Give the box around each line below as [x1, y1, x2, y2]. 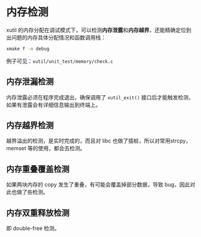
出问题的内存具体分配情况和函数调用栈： [6, 34, 106, 41]
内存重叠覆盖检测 [6, 164, 70, 174]
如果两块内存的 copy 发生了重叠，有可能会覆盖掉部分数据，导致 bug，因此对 [6, 181, 196, 189]
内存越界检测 [6, 120, 54, 130]
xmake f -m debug [6, 45, 50, 51]
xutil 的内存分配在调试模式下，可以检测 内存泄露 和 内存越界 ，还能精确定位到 [6, 26, 192, 34]
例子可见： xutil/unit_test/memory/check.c [6, 57, 113, 65]
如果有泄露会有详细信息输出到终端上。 [6, 101, 101, 108]
